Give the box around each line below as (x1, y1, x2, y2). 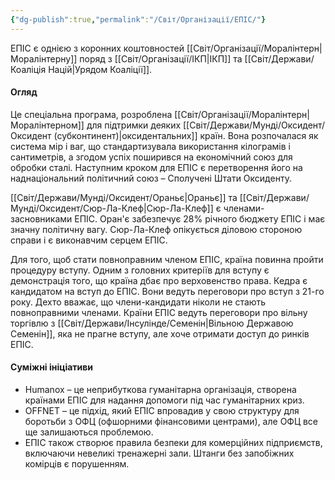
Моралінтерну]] (10, 52, 78, 65)
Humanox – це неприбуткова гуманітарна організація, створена (24, 384, 297, 396)
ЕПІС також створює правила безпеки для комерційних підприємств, (24, 437, 323, 449)
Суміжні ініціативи (10, 361, 94, 373)
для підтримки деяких (86, 119, 182, 131)
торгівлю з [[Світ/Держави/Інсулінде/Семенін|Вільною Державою (10, 317, 294, 329)
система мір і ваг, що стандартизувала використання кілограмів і (10, 140, 291, 152)
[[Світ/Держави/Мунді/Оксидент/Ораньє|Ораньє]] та (10, 191, 238, 203)
